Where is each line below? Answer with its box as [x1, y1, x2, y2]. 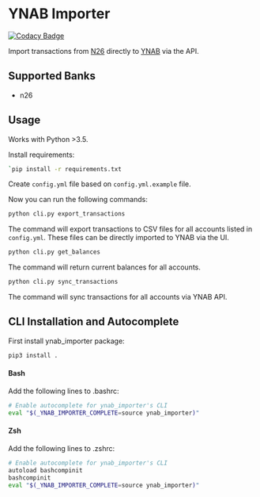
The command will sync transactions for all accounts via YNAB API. [8, 292, 228, 302]
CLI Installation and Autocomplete [8, 315, 179, 329]
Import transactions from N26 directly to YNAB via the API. [8, 46, 199, 55]
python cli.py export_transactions [8, 210, 126, 218]
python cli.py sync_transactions [8, 278, 119, 286]
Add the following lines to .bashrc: [8, 386, 120, 396]
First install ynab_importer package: [8, 336, 125, 346]
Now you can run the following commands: [8, 195, 148, 205]
